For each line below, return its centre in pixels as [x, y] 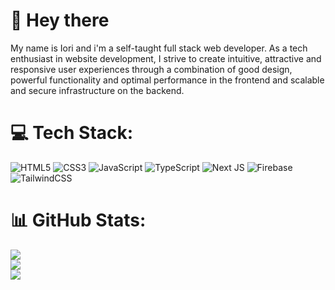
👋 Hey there [60, 20]
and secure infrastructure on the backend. [97, 90]
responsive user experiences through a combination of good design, [151, 69]
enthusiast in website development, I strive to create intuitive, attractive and [166, 58]
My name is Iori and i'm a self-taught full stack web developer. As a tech [159, 48]
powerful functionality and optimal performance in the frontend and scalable [167, 80]
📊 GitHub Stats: [78, 220]
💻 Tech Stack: [72, 133]
